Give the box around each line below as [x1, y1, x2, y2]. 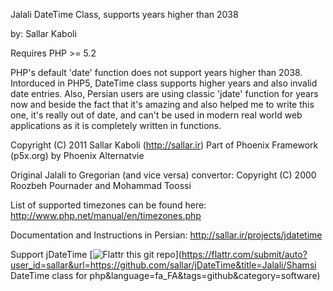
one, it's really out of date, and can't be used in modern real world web [10, 109, 303, 121]
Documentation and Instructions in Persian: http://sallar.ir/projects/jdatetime [10, 229, 323, 241]
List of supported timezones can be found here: [10, 199, 207, 211]
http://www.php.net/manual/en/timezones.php [10, 210, 202, 221]
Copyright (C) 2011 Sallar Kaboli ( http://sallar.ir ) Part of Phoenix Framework [10, 139, 319, 151]
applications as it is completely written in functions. [10, 120, 222, 131]
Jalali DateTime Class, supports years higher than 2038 [10, 9, 239, 20]
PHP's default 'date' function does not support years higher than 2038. [10, 67, 303, 78]
